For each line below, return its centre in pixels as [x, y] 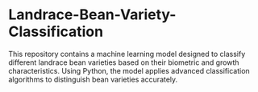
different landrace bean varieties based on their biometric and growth [124, 62]
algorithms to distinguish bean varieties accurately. [93, 79]
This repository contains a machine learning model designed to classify [127, 54]
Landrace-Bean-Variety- [92, 15]
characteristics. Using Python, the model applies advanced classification [129, 70]
